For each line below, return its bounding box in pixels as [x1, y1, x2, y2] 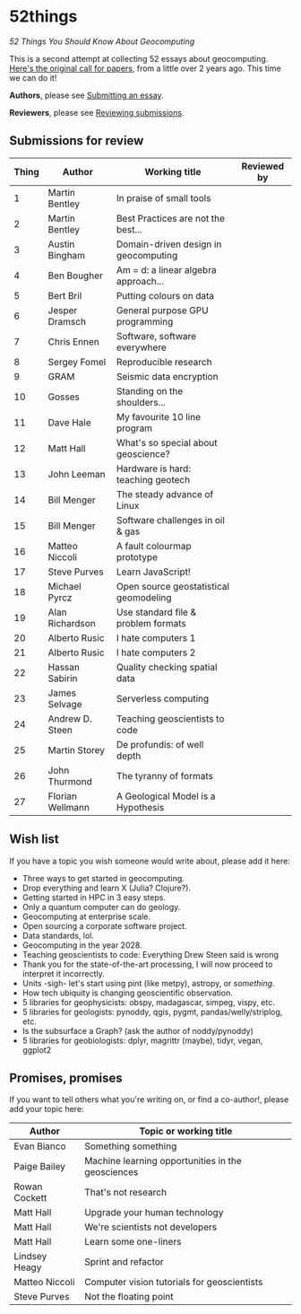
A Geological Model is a [116, 790, 216, 802]
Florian [47, 790, 78, 802]
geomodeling [116, 591, 172, 603]
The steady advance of [116, 487, 214, 500]
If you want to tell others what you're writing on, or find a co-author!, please [9, 1094, 289, 1105]
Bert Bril [47, 289, 82, 302]
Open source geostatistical [116, 580, 230, 592]
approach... [116, 275, 164, 287]
